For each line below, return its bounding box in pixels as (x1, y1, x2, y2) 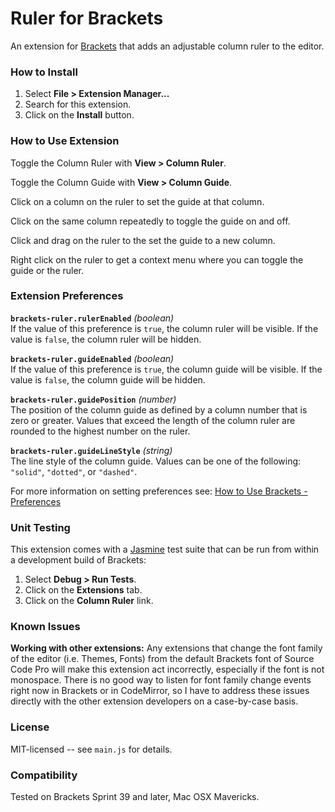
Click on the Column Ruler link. (24, 595, 154, 607)
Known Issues (10, 620, 81, 634)
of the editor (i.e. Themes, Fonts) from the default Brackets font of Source (10, 653, 315, 665)
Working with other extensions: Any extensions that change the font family (10, 642, 323, 654)
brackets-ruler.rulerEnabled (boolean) (10, 312, 175, 324)
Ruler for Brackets (10, 7, 164, 30)
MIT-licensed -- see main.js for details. (10, 743, 173, 755)
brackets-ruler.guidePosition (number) (10, 393, 177, 405)
